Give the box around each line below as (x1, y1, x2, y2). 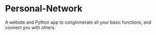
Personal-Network (5, 3, 83, 14)
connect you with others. (5, 24, 56, 30)
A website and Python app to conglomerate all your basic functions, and (5, 19, 152, 25)
